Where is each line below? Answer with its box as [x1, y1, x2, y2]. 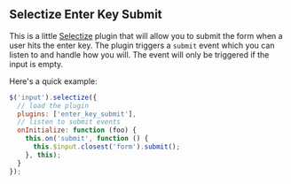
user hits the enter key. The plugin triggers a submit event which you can [9, 40, 275, 50]
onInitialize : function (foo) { [17, 126, 138, 135]
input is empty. [9, 58, 64, 69]
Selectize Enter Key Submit [9, 7, 162, 22]
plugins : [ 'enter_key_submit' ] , [17, 110, 138, 119]
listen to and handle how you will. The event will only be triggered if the [9, 49, 270, 60]
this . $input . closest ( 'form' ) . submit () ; [32, 142, 180, 151]
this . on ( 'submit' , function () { [25, 134, 149, 143]
